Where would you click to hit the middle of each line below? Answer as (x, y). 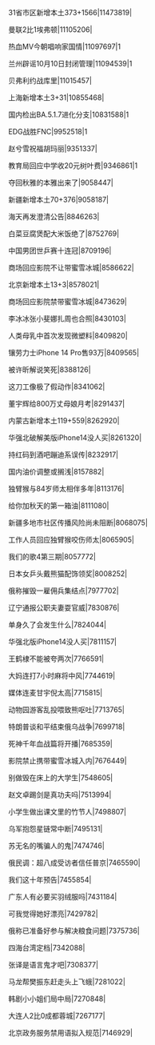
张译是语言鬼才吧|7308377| (53, 965)
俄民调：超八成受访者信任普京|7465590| (75, 863)
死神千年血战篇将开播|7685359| (61, 744)
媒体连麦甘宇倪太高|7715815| (56, 693)
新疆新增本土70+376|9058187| (59, 200)
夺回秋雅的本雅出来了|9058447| (61, 182)
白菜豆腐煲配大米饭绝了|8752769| (64, 234)
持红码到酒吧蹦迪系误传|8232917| (63, 454)
